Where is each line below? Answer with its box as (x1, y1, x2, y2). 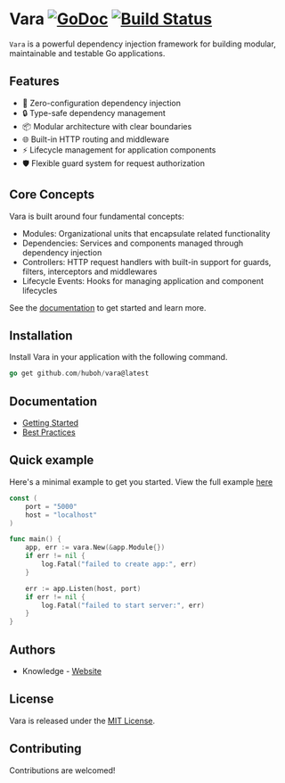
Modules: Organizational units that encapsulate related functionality (21, 228, 271, 238)
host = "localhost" (25, 510, 98, 520)
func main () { (9, 535, 62, 544)
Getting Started (21, 418, 78, 429)
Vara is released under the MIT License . (9, 715, 156, 726)
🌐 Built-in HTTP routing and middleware (21, 134, 169, 145)
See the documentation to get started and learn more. (9, 302, 207, 312)
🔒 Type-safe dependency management (21, 107, 167, 118)
